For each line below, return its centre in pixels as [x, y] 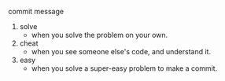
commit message [36, 11]
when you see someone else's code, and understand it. [121, 52]
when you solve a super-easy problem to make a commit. [124, 68]
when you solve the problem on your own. [100, 35]
